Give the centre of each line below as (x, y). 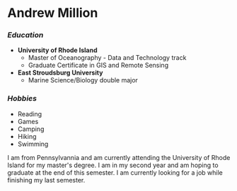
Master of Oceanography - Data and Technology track (107, 58)
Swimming (33, 144)
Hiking (27, 136)
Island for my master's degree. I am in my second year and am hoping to (113, 165)
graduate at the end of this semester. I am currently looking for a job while (115, 172)
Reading (30, 113)
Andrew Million (53, 13)
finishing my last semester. (46, 180)
